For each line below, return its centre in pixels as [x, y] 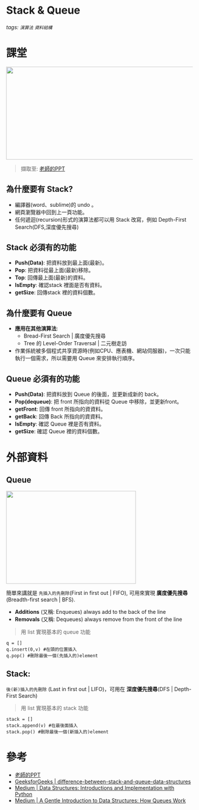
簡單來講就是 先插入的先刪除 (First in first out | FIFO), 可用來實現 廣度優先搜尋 [97, 592]
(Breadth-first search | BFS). [41, 599]
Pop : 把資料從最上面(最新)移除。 [54, 270]
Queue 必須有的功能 [43, 379]
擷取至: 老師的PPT [43, 168]
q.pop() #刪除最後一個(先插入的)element [52, 655]
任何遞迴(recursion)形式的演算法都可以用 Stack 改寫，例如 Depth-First [100, 219]
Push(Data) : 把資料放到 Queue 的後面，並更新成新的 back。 [88, 394]
